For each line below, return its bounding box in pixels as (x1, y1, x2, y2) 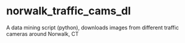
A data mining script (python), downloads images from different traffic (6, 24, 179, 31)
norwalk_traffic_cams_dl (6, 4, 131, 18)
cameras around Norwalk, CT (6, 30, 79, 37)
